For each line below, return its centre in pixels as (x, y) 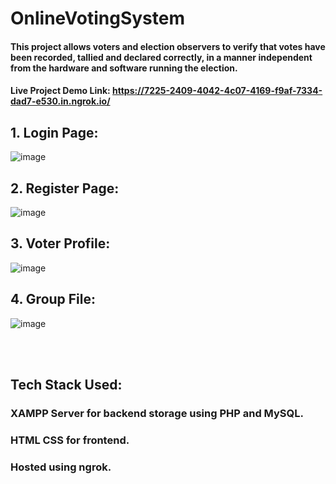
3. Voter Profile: (60, 243)
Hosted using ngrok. (61, 467)
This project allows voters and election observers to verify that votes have (168, 46)
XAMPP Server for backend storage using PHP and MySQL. (157, 413)
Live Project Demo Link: (60, 91)
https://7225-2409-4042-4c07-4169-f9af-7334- (217, 91)
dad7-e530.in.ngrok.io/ (60, 101)
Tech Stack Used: (66, 385)
